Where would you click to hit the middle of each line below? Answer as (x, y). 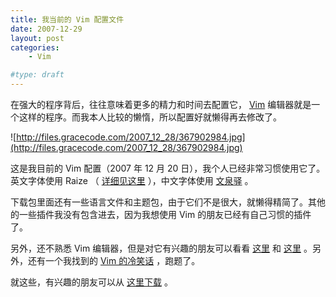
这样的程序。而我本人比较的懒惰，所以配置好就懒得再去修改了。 (150, 117)
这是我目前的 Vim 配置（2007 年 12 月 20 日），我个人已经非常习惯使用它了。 (168, 168)
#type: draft (37, 75)
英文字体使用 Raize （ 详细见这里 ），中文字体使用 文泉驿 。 (132, 180)
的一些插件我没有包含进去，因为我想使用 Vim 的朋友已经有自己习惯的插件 (161, 214)
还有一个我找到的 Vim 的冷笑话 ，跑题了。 (114, 260)
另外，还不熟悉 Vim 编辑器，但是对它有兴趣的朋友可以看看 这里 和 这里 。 (161, 248)
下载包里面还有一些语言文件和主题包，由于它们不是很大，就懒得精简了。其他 (168, 202)
